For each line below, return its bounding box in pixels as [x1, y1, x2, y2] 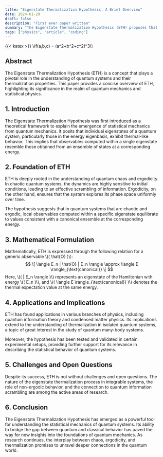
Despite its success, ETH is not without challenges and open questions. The [5, 373, 157, 380]
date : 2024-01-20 [5, 12, 40, 17]
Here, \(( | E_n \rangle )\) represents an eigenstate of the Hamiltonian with [5, 274, 153, 280]
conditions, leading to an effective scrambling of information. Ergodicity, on [5, 186, 156, 192]
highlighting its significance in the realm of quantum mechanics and [5, 86, 141, 91]
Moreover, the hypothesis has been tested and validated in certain [5, 336, 138, 342]
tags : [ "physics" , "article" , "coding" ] [5, 30, 89, 35]
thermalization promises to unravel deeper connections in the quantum [5, 442, 147, 448]
